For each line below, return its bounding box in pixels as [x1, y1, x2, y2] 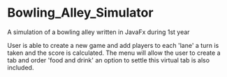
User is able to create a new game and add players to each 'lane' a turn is [7, 41, 219, 49]
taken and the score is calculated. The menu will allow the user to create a [7, 49, 221, 57]
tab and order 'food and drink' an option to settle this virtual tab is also [7, 55, 210, 64]
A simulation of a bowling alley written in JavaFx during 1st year [7, 28, 190, 36]
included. [7, 63, 34, 71]
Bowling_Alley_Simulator [7, 5, 154, 21]
